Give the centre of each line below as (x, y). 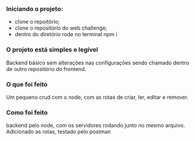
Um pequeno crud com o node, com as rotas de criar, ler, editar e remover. (97, 97)
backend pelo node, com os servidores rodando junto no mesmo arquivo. (96, 126)
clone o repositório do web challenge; (61, 28)
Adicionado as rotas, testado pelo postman (59, 132)
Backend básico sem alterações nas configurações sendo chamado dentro (98, 63)
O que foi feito (27, 84)
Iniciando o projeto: (35, 9)
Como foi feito (27, 113)
